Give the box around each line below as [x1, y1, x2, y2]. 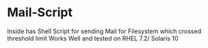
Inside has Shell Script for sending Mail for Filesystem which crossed [7, 27, 202, 35]
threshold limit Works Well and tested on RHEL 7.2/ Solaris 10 [7, 34, 179, 42]
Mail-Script [7, 5, 73, 20]
